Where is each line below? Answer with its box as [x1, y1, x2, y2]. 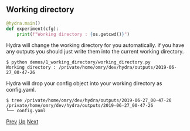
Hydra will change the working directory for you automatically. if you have [6, 42, 185, 49]
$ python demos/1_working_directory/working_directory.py [6, 59, 151, 65]
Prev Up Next [6, 118, 39, 125]
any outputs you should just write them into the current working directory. [6, 48, 184, 55]
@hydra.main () [6, 20, 41, 26]
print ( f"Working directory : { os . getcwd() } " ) [16, 31, 130, 37]
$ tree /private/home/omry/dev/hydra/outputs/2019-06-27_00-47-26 [6, 98, 172, 103]
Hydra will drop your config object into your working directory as [6, 80, 162, 87]
